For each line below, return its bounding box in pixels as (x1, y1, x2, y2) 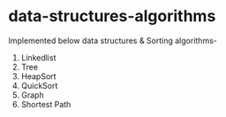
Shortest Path (20, 99, 72, 109)
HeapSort (20, 70, 56, 81)
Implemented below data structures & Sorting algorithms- (8, 35, 217, 46)
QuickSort (20, 80, 58, 91)
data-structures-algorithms (8, 6, 216, 26)
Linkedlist (20, 52, 56, 62)
